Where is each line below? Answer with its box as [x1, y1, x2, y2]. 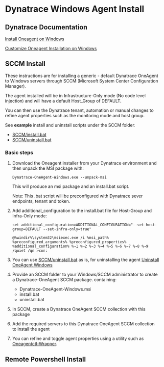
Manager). [5, 83, 26, 89]
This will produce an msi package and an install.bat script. [12, 183, 130, 189]
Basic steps [5, 149, 33, 156]
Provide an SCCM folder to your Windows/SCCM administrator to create [12, 271, 158, 278]
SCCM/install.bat [12, 131, 47, 137]
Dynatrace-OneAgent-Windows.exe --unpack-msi [12, 175, 107, 180]
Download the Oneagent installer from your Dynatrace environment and [12, 160, 157, 166]
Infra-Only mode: [12, 213, 47, 219]
